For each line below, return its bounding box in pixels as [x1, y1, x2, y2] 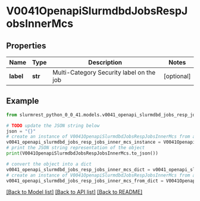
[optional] [163, 72, 191, 80]
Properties [6, 41, 46, 51]
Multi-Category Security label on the [52, 69, 156, 76]
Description [88, 58, 123, 66]
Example [6, 96, 39, 106]
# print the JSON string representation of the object [6, 145, 145, 151]
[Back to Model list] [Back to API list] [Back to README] [6, 188, 143, 196]
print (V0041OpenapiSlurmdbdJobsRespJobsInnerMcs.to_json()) [6, 150, 159, 156]
